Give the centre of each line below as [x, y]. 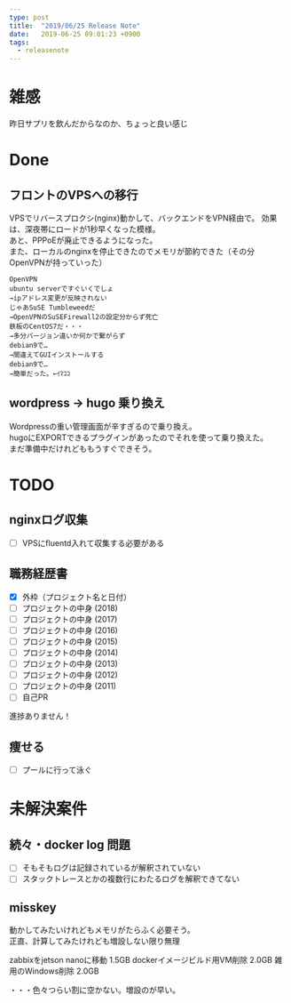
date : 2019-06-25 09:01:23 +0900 [75, 34]
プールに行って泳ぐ [57, 770]
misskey [33, 907]
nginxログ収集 [49, 520]
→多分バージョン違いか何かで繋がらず [67, 336]
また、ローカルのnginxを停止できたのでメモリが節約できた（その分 [132, 252]
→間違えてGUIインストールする [57, 355]
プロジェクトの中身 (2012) [70, 675]
